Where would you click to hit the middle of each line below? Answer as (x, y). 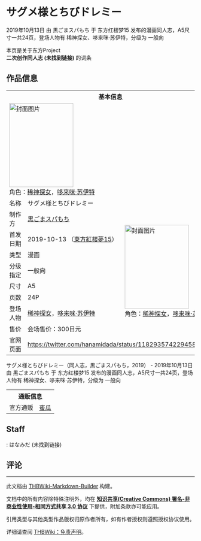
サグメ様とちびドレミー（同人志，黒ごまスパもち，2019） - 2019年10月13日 (100, 365)
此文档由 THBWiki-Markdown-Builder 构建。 (61, 486)
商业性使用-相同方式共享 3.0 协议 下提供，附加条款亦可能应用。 (84, 506)
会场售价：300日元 (54, 329)
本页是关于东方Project (33, 50)
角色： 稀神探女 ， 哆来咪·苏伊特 (52, 192)
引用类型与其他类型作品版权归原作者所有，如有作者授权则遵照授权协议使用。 (100, 519)
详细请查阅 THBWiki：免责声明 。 (46, 532)
